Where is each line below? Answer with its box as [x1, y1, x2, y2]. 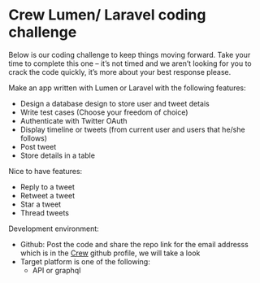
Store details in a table [19, 150, 96, 160]
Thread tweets [19, 207, 69, 217]
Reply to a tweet [19, 181, 76, 192]
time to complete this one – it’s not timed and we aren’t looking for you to [8, 59, 252, 68]
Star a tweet [19, 199, 62, 209]
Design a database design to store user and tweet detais [19, 98, 210, 108]
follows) [19, 133, 47, 143]
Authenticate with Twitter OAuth [19, 115, 128, 125]
